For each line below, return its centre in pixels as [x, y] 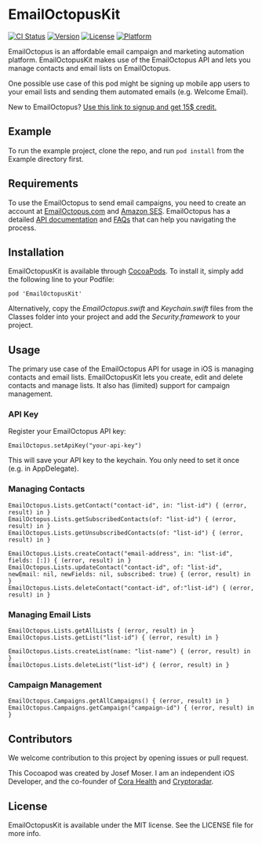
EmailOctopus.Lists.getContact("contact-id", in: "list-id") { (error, [127, 505]
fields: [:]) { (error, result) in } [70, 560]
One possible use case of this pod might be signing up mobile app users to [129, 83]
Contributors [40, 739]
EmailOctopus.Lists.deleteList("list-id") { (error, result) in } [119, 666]
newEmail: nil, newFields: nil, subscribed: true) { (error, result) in [129, 574]
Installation [36, 252]
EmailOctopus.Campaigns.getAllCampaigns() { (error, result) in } [119, 701]
